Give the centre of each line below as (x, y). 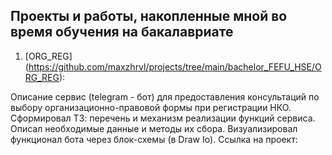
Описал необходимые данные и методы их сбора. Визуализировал (154, 128)
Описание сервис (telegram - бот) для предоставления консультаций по (165, 96)
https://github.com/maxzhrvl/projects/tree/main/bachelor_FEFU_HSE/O (175, 66)
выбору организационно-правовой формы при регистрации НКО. (151, 107)
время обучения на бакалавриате (122, 32)
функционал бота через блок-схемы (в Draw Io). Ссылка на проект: (154, 139)
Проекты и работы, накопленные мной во (149, 16)
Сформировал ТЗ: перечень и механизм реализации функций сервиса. (163, 118)
